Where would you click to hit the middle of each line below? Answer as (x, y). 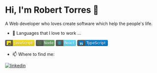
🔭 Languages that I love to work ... (47, 33)
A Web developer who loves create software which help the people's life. (79, 24)
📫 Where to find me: (33, 54)
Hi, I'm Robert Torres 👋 (52, 10)
